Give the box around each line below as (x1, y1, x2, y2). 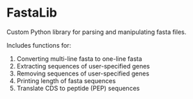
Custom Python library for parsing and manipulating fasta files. (6, 28, 187, 36)
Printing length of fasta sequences (16, 76, 116, 84)
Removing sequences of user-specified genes (16, 69, 150, 78)
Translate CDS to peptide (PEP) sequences (16, 84, 140, 92)
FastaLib (6, 5, 57, 21)
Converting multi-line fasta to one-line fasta (16, 54, 142, 63)
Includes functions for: (6, 41, 71, 49)
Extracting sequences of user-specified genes (16, 62, 150, 70)
